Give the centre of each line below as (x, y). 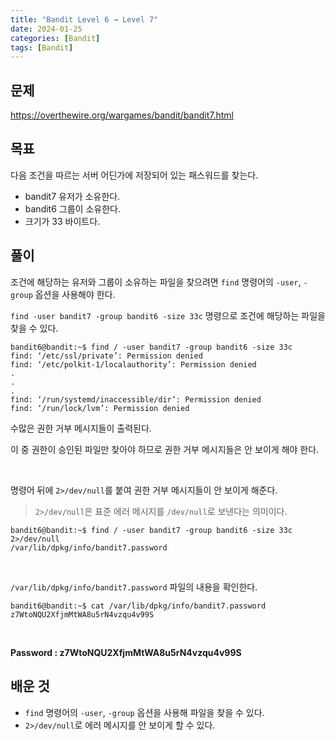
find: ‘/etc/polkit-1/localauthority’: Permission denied (133, 364)
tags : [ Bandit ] (42, 47)
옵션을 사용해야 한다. (75, 294)
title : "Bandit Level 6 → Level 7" (84, 19)
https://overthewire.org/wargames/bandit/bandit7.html (122, 115)
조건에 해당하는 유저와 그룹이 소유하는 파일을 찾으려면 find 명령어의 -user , (156, 282)
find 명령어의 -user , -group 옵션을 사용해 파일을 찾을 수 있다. (144, 712)
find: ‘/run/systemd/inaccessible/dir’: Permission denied (136, 399)
